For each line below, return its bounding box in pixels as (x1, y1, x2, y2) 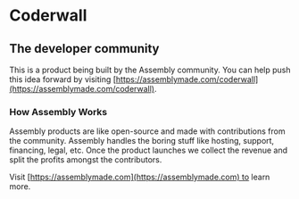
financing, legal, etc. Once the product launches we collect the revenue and (9, 145, 288, 156)
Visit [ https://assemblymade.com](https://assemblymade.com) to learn (9, 171, 270, 183)
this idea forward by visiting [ (9, 74, 117, 85)
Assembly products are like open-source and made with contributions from (9, 126, 286, 137)
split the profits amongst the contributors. (9, 154, 162, 165)
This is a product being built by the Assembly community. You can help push (9, 64, 291, 75)
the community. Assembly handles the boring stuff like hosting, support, (9, 136, 275, 146)
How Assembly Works (9, 105, 108, 118)
